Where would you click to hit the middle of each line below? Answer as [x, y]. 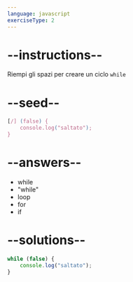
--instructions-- [55, 55]
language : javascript [39, 14]
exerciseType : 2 [31, 20]
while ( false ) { [31, 259]
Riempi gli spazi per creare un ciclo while [66, 74]
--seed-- [34, 103]
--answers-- [44, 163]
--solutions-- [47, 240]
